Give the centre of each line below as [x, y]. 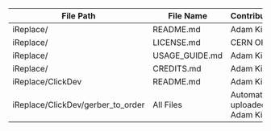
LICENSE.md [177, 42]
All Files [168, 105]
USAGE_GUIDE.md [188, 55]
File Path [79, 16]
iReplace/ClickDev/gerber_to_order [79, 105]
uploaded [248, 105]
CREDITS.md [177, 69]
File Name [188, 16]
